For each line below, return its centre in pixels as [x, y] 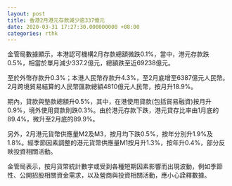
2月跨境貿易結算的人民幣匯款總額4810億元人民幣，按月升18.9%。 [102, 87]
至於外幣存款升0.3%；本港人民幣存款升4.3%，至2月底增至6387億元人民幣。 [118, 78]
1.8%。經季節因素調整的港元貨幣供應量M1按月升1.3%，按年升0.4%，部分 [113, 143]
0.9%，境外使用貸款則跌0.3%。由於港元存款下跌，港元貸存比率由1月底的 [113, 110]
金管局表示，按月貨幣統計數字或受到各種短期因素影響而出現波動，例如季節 [115, 166]
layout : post [26, 14]
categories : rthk [33, 33]
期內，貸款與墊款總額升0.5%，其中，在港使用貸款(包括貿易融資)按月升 [110, 102]
